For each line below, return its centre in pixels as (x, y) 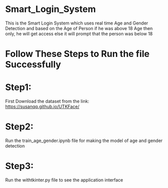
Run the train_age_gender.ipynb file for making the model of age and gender (84, 140)
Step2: (19, 127)
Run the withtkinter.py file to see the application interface (64, 180)
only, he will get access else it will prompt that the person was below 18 (79, 33)
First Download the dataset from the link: (47, 101)
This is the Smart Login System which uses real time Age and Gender (77, 23)
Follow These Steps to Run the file (77, 54)
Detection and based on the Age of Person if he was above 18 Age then (79, 28)
